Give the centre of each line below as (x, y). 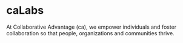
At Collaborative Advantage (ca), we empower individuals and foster (91, 27)
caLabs (25, 10)
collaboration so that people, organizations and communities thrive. (90, 33)
